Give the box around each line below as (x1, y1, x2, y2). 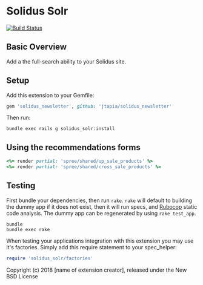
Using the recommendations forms (6, 142, 141, 152)
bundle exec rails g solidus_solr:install (6, 126, 115, 132)
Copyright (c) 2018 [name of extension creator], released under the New (6, 266, 187, 274)
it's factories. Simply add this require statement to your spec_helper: (6, 243, 177, 251)
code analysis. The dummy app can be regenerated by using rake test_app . (6, 209, 196, 217)
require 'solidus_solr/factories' (6, 255, 94, 261)
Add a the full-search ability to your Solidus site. (6, 57, 127, 65)
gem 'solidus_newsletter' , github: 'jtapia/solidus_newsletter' (6, 103, 172, 110)
